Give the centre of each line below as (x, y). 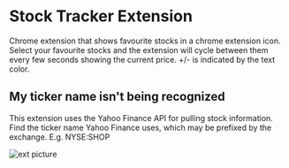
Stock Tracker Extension (101, 16)
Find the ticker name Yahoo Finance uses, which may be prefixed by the (141, 127)
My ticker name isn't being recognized (117, 97)
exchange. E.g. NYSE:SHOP (60, 137)
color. (19, 69)
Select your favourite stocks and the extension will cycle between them (139, 50)
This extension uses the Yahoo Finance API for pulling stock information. (141, 118)
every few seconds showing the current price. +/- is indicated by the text (142, 59)
